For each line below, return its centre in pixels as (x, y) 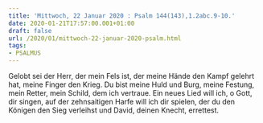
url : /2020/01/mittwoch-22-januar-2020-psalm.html (95, 38)
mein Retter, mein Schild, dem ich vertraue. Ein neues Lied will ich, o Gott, (130, 93)
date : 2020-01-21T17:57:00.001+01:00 (72, 23)
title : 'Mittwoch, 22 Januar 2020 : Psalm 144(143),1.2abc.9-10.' (122, 16)
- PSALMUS (25, 53)
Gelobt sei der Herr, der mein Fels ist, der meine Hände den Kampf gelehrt (131, 76)
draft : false (30, 31)
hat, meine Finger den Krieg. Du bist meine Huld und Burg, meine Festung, (131, 84)
